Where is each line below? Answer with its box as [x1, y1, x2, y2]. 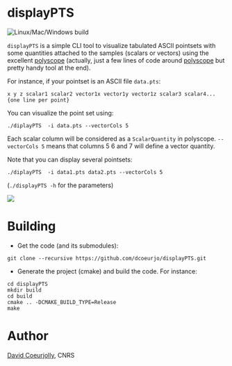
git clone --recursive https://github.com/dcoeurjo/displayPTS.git [7, 255, 207, 262]
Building [7, 218, 56, 234]
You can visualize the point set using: [7, 109, 114, 117]
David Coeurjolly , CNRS [7, 351, 75, 359]
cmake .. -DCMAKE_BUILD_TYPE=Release [7, 299, 117, 305]
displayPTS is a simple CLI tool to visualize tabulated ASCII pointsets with [7, 41, 216, 49]
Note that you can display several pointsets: [7, 155, 133, 164]
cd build [7, 292, 33, 300]
